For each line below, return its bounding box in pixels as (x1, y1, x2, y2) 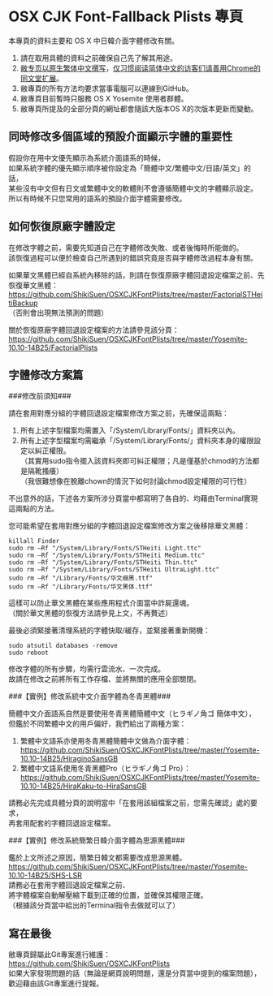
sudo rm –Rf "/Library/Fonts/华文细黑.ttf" (8, 574, 153, 583)
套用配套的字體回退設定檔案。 (15, 818, 115, 828)
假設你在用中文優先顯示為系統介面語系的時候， (8, 153, 165, 162)
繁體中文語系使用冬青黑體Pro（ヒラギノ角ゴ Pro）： (19, 764, 191, 774)
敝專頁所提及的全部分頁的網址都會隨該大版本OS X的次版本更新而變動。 (19, 103, 258, 114)
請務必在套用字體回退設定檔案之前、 (8, 880, 130, 890)
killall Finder (8, 537, 60, 545)
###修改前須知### (8, 391, 71, 401)
